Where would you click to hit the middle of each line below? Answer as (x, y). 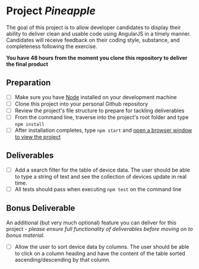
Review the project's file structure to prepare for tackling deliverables (99, 110)
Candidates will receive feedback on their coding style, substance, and (93, 40)
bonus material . (26, 235)
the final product (27, 64)
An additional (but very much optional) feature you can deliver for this (91, 222)
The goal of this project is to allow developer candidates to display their (94, 27)
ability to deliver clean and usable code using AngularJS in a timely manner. (99, 33)
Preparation (29, 83)
